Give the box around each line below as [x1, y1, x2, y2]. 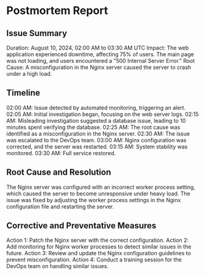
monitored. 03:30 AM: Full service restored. [6, 149, 116, 156]
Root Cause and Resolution [6, 167, 112, 178]
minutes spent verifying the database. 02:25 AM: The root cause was [6, 123, 181, 131]
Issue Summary [6, 28, 67, 38]
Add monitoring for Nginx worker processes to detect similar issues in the [6, 243, 192, 250]
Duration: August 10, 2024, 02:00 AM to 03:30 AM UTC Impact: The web [6, 44, 189, 51]
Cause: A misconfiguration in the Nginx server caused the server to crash [6, 64, 192, 71]
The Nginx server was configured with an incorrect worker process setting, [6, 183, 195, 191]
